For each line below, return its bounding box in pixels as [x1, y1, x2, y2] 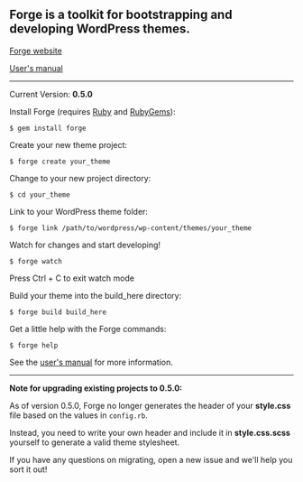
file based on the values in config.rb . [9, 410, 149, 421]
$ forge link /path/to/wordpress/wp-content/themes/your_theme [9, 223, 252, 233]
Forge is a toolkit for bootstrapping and [9, 7, 233, 23]
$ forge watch [9, 256, 63, 265]
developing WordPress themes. [9, 22, 191, 37]
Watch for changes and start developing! [9, 239, 161, 250]
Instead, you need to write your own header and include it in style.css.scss [9, 427, 291, 438]
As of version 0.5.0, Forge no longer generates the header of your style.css [9, 400, 291, 411]
